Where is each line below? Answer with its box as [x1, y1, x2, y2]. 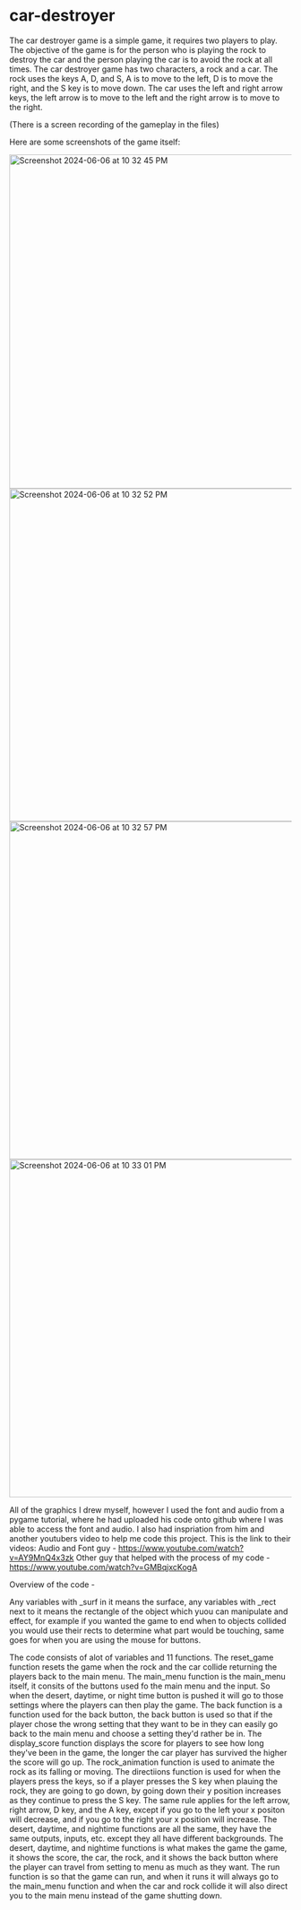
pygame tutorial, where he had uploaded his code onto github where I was [9, 1514, 284, 1524]
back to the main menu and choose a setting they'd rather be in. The [9, 1728, 262, 1739]
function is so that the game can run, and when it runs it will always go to [9, 1871, 279, 1881]
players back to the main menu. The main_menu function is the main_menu [9, 1671, 287, 1681]
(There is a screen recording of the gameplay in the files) [9, 118, 219, 130]
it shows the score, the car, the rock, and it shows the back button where [9, 1852, 279, 1862]
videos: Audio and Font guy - [9, 1542, 116, 1553]
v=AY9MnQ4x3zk [9, 1552, 74, 1563]
